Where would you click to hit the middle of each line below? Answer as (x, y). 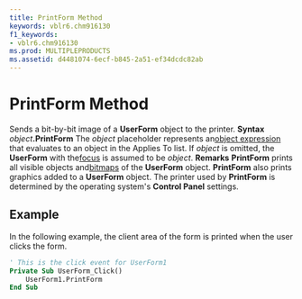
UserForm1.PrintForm (64, 279)
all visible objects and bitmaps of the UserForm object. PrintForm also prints (151, 167)
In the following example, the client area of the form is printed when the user (151, 236)
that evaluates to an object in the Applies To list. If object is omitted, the (142, 148)
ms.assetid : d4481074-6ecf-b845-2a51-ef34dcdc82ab (106, 59)
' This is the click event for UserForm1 (88, 262)
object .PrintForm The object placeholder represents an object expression (145, 138)
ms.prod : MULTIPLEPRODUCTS (60, 51)
